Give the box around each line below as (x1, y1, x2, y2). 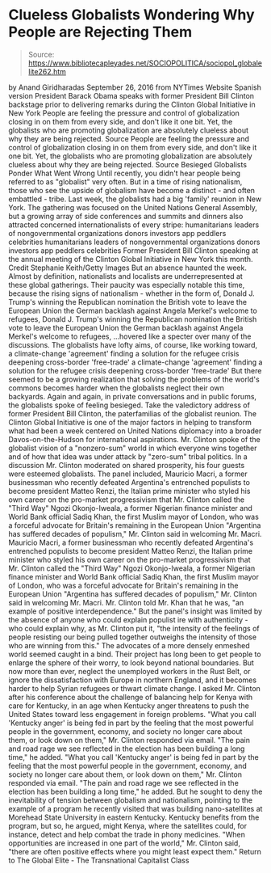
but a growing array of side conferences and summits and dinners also (8, 211, 244, 221)
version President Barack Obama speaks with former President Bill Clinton (8, 91, 255, 100)
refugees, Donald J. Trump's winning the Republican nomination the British (8, 314, 257, 324)
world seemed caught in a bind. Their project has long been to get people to (8, 649, 261, 659)
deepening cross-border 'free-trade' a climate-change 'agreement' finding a (8, 357, 263, 367)
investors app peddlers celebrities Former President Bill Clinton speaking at (8, 245, 259, 255)
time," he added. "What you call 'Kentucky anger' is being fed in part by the (8, 752, 260, 761)
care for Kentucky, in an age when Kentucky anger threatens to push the (8, 701, 250, 711)
